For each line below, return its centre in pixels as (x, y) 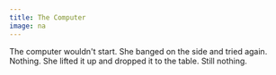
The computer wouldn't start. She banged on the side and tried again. (138, 51)
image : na (28, 26)
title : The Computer (48, 17)
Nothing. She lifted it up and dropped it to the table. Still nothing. (128, 61)
